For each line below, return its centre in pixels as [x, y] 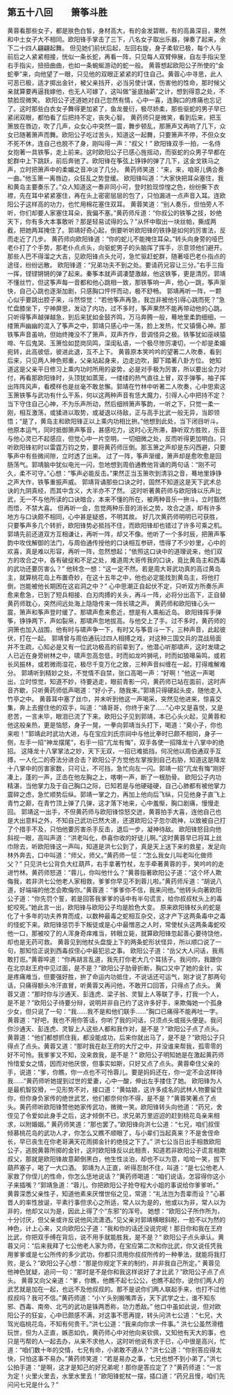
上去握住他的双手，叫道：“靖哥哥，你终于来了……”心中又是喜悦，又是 [124, 708]
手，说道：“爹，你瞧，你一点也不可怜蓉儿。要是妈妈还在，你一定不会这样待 [115, 1072]
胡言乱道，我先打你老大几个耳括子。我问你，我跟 [146, 959]
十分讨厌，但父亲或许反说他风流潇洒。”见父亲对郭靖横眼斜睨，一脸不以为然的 [116, 1219]
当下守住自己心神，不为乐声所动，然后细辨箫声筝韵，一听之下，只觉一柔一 [113, 403]
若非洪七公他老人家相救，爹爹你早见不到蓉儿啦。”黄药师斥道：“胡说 [121, 881]
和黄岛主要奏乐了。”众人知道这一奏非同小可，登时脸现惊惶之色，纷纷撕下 [110, 187]
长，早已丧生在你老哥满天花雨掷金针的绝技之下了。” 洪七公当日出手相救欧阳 [114, 1142]
